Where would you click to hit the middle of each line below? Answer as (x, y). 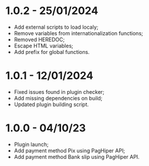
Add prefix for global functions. (52, 52)
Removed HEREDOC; (39, 39)
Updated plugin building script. (51, 104)
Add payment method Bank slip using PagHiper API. (77, 157)
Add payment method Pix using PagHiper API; (70, 150)
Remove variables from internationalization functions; (78, 33)
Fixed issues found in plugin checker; (59, 92)
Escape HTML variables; (44, 46)
